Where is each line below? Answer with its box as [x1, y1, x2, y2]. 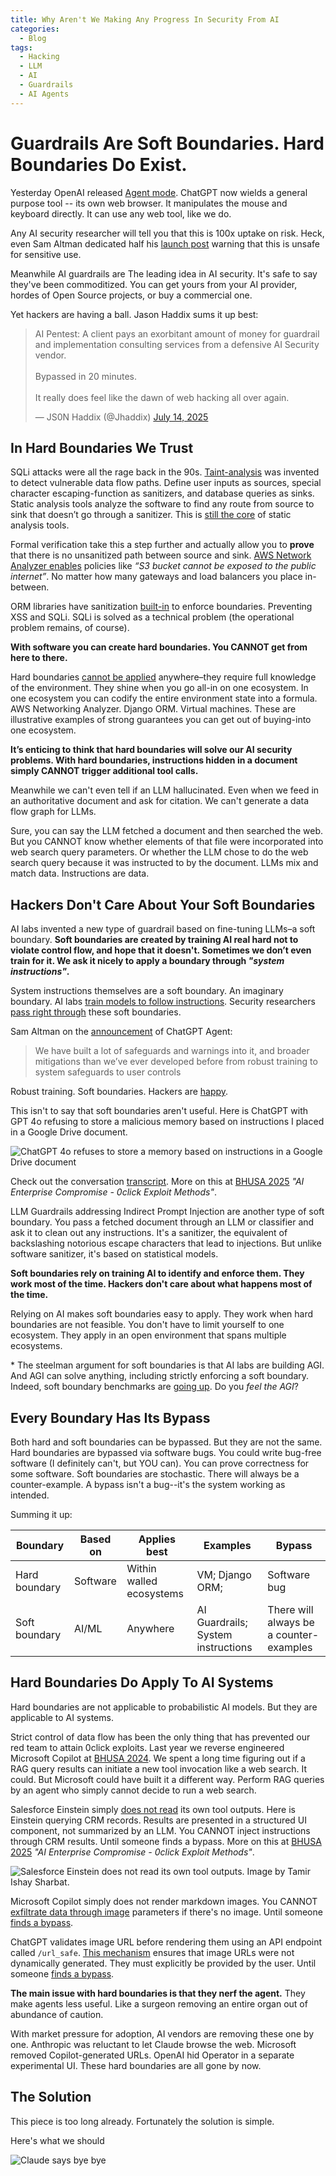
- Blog [19, 33, 47, 43]
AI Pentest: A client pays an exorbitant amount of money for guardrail [34, 327, 320, 340]
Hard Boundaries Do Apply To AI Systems [10, 1674, 274, 1691]
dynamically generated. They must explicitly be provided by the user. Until [10, 1957, 317, 1969]
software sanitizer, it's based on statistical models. [10, 1248, 219, 1260]
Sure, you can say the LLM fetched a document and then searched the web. [10, 825, 323, 837]
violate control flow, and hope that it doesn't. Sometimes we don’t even [10, 944, 312, 956]
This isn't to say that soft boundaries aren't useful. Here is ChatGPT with [10, 1105, 309, 1117]
